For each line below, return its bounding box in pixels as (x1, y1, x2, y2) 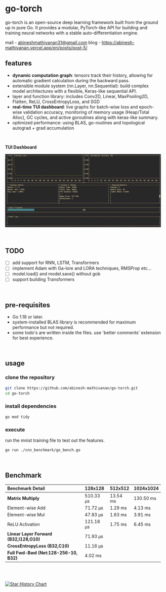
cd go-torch (5, 391, 30, 396)
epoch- (139, 104, 154, 109)
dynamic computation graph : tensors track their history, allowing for (12, 72, 153, 78)
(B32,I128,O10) (7, 536, 41, 542)
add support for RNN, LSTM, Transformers (12, 260, 99, 266)
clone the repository (5, 374, 55, 380)
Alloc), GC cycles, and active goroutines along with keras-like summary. (12, 114, 159, 120)
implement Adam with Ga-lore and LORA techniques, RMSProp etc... (12, 266, 152, 271)
